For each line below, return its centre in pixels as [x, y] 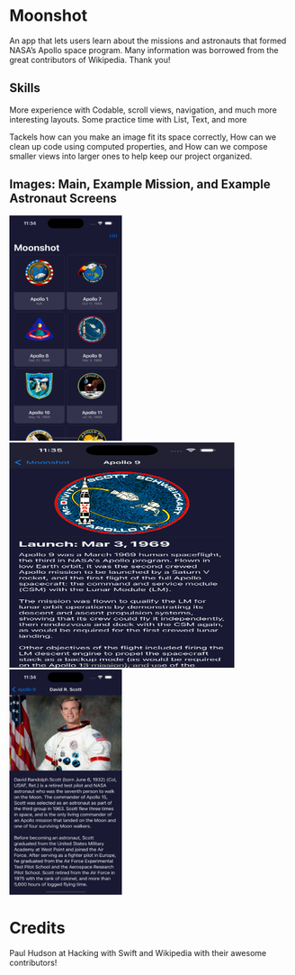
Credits [37, 928]
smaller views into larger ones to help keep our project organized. [131, 156]
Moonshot [49, 16]
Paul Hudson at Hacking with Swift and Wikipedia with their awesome [138, 952]
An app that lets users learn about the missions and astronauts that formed [148, 41]
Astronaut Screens [63, 199]
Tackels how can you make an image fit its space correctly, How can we [143, 137]
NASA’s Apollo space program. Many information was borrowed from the [144, 50]
